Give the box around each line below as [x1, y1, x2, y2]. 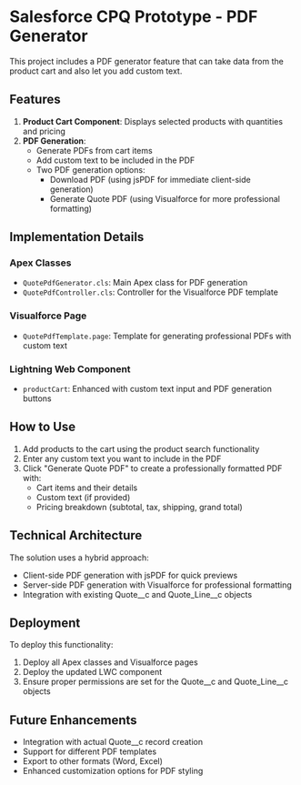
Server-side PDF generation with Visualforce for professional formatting [22, 579, 293, 590]
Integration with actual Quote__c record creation [22, 737, 203, 748]
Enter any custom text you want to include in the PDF [22, 453, 222, 464]
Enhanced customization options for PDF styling [22, 766, 204, 777]
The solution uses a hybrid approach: [9, 552, 150, 563]
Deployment [9, 616, 81, 631]
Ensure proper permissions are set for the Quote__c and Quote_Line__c [22, 676, 289, 688]
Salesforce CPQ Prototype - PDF [9, 6, 258, 27]
